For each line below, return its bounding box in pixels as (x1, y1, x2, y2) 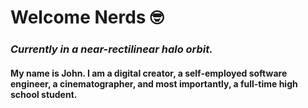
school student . (10, 88, 78, 100)
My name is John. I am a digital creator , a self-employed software (10, 67, 288, 79)
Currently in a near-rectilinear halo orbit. (10, 42, 213, 56)
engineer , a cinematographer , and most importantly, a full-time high (10, 77, 298, 90)
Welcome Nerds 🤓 (10, 6, 165, 29)
